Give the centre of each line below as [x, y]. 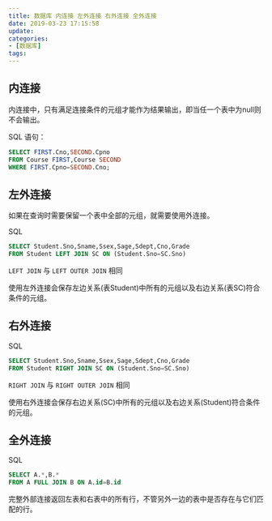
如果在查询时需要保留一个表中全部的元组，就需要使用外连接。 [111, 216]
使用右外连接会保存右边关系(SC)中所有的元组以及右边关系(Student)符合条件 [134, 402]
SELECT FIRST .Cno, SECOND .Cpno [59, 152]
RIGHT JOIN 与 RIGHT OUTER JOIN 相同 [69, 385]
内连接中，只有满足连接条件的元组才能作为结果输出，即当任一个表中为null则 [135, 109]
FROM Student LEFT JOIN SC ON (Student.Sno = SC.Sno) [97, 254]
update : [21, 31]
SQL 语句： [27, 137]
